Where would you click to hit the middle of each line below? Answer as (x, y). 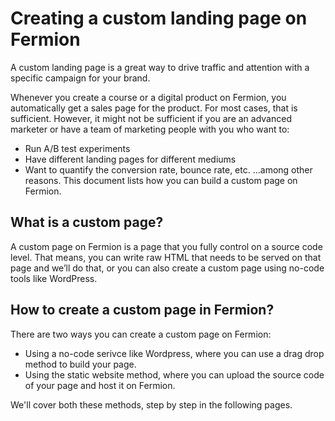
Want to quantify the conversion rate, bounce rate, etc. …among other (168, 169)
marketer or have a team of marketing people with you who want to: (150, 129)
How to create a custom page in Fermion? (142, 310)
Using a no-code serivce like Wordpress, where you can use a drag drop (174, 353)
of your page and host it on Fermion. (100, 385)
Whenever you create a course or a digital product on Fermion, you (148, 97)
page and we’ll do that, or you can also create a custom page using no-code (167, 268)
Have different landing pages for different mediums (130, 159)
